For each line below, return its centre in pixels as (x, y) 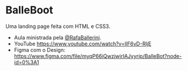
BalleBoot (29, 10)
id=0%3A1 (26, 62)
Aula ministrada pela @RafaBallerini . (58, 37)
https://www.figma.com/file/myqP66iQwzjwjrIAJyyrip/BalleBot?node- (98, 56)
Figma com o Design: (40, 49)
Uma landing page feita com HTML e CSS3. (58, 26)
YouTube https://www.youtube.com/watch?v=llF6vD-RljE (83, 44)
